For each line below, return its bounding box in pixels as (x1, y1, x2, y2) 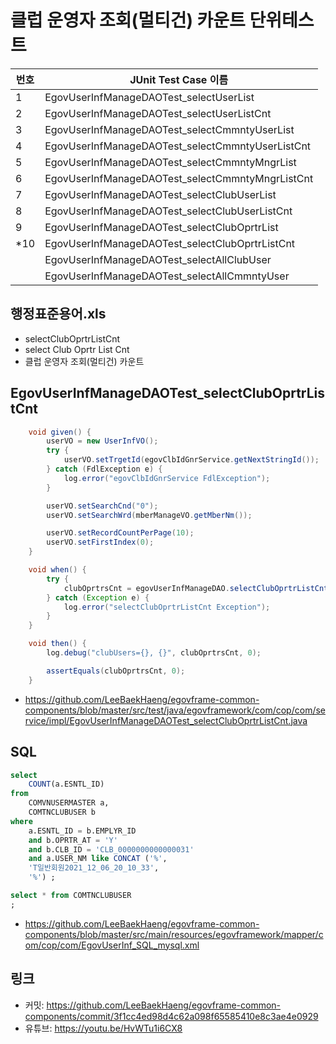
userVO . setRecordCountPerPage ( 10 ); (46, 528, 195, 538)
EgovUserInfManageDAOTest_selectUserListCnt (44, 106, 272, 120)
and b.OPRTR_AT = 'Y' (28, 835, 118, 845)
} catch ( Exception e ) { (46, 592, 150, 603)
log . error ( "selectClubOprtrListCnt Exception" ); (63, 602, 271, 612)
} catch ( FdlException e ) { (46, 464, 163, 475)
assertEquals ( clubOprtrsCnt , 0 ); (46, 666, 186, 676)
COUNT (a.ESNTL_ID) (28, 779, 105, 790)
